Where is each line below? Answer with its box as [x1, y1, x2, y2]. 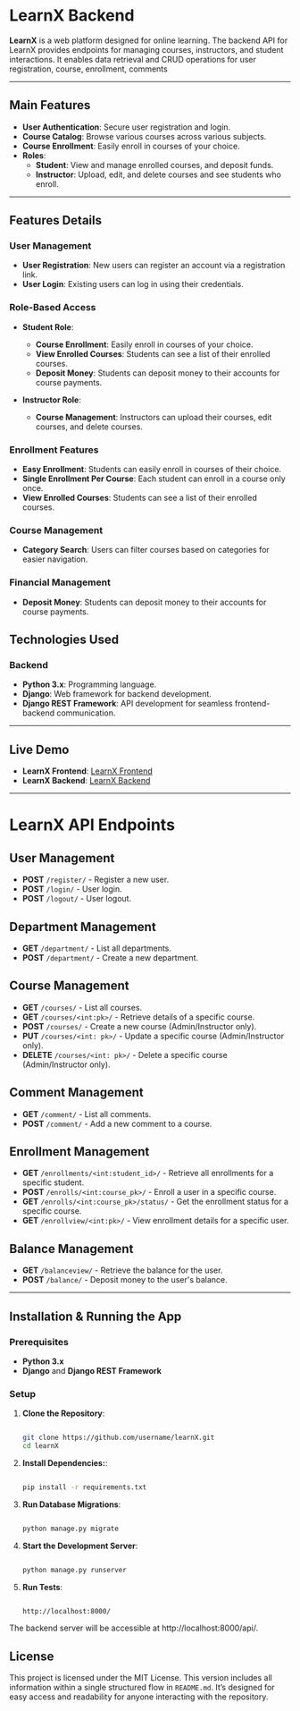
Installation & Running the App [9, 1309, 182, 1324]
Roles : [21, 149, 46, 161]
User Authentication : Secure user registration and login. [21, 122, 231, 132]
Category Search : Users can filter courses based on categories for [21, 545, 270, 555]
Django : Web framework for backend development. [21, 689, 212, 699]
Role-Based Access [9, 301, 96, 314]
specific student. [21, 1177, 85, 1188]
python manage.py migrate [21, 1524, 119, 1533]
